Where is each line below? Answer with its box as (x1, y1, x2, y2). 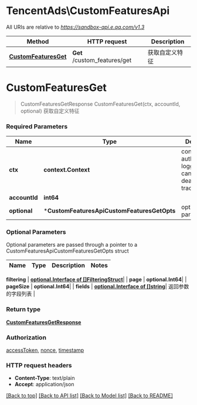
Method (26, 37, 49, 45)
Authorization (6, 333, 47, 341)
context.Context (43, 166, 90, 174)
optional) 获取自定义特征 (20, 107, 80, 114)
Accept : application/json (14, 381, 74, 388)
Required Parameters (6, 122, 68, 130)
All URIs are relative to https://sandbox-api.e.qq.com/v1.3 (6, 23, 145, 30)
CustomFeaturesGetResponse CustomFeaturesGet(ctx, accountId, (20, 100, 181, 107)
